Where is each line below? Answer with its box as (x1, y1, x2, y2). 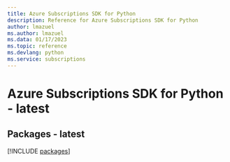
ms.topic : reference (7, 43, 68, 50)
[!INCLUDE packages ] (7, 147, 71, 155)
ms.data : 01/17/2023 (7, 36, 68, 43)
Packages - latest (7, 128, 85, 140)
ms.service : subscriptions (7, 56, 86, 63)
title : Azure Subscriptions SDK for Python (7, 10, 136, 17)
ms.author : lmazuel (7, 29, 64, 37)
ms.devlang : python (7, 50, 64, 57)
